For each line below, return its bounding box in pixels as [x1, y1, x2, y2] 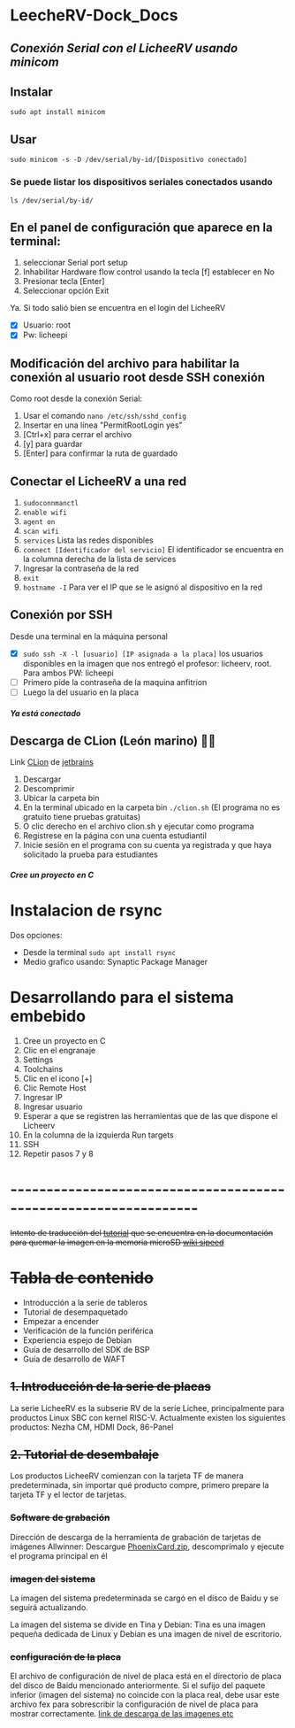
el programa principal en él [10, 1550, 109, 1561]
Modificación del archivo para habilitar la [10, 356, 240, 371]
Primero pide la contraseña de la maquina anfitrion [22, 676, 208, 687]
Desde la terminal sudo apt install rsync [22, 947, 177, 957]
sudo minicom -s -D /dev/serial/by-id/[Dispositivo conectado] [10, 156, 248, 165]
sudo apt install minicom [10, 108, 105, 117]
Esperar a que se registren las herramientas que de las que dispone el [22, 1110, 278, 1121]
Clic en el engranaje [22, 1045, 96, 1055]
